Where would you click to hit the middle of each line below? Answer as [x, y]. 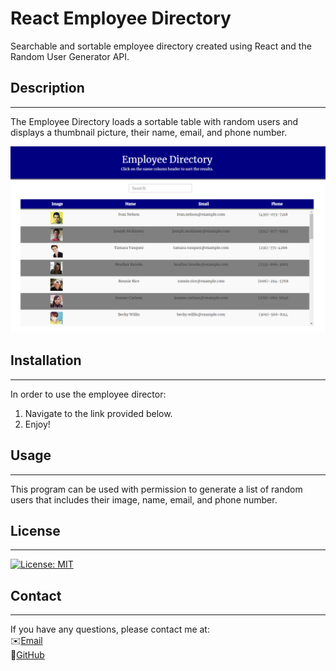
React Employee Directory [121, 18]
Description [47, 88]
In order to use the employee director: [88, 394]
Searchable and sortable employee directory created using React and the [161, 46]
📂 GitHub [27, 655]
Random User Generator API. [70, 56]
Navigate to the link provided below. [98, 413]
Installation [46, 360]
